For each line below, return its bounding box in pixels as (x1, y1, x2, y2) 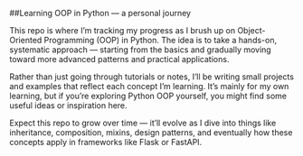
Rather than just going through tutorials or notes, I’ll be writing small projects (9, 71, 294, 82)
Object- (237, 25, 266, 35)
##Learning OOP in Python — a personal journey (9, 8, 192, 18)
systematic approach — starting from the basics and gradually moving (9, 44, 271, 55)
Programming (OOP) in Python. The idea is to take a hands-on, (43, 35, 278, 45)
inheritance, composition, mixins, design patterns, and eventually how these (9, 127, 293, 138)
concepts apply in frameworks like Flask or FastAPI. (9, 137, 203, 147)
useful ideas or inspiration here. (9, 100, 128, 111)
